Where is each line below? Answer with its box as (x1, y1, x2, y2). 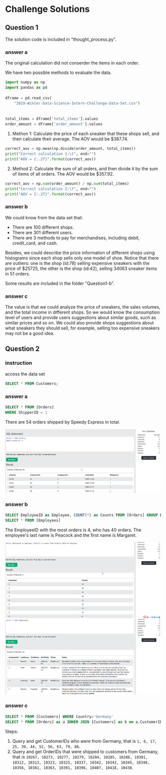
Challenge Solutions (5, 3, 90, 15)
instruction (5, 360, 32, 367)
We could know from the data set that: (5, 214, 83, 220)
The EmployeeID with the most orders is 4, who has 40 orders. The (5, 527, 142, 533)
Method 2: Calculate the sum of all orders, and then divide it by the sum (12, 165, 158, 172)
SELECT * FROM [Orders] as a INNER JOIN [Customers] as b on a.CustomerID (5, 719, 163, 724)
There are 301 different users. (12, 229, 73, 235)
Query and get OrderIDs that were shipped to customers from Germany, (12, 748, 159, 755)
